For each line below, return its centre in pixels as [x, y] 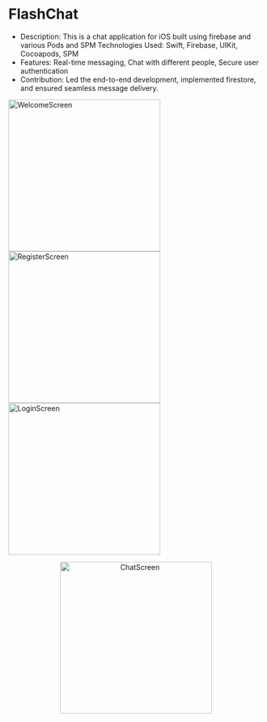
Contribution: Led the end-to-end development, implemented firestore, [138, 79]
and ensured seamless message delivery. [89, 88]
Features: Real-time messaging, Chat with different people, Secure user [140, 62]
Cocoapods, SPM [49, 53]
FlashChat [44, 14]
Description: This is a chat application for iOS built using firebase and [136, 36]
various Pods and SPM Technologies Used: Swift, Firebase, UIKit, [129, 45]
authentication [44, 70]
